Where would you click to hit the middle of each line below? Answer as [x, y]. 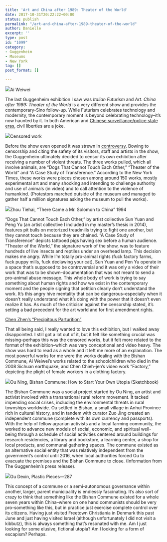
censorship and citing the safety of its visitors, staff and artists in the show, [82, 151]
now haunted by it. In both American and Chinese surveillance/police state [82, 120]
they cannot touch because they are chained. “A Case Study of [70, 235]
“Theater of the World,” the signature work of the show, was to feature [77, 246]
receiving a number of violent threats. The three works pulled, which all [78, 162]
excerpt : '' [17, 33]
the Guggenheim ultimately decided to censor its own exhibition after [76, 157]
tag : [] [13, 66]
